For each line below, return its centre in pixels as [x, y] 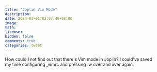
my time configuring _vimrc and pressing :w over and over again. [70, 64]
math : [10, 28]
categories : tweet [24, 45]
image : [12, 23]
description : [18, 14]
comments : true [20, 41]
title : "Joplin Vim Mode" [31, 9]
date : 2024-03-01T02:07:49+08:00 [39, 18]
